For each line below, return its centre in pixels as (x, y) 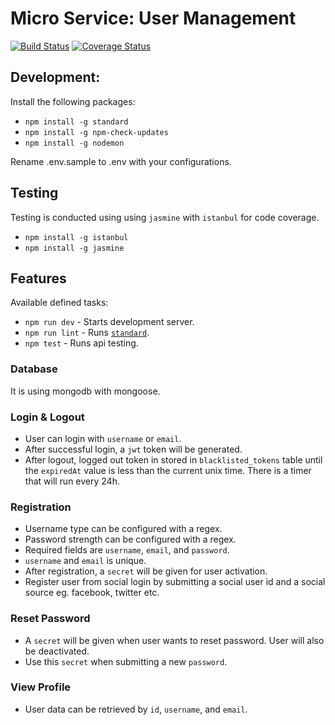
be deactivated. (57, 651)
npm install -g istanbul (76, 237)
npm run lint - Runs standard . (87, 333)
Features (38, 278)
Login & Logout (47, 417)
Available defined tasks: (59, 303)
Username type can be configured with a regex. (123, 529)
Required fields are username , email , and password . (127, 550)
